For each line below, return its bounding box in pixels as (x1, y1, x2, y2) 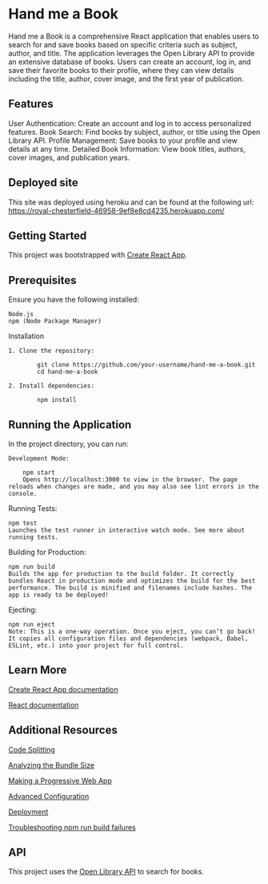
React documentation (8, 699, 79, 710)
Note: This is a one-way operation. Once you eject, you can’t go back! (8, 627, 256, 635)
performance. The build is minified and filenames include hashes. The (8, 584, 252, 592)
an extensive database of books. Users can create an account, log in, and (8, 57, 251, 67)
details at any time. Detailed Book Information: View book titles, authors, (8, 144, 246, 153)
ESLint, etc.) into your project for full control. (8, 642, 184, 650)
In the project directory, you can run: (8, 439, 129, 448)
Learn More (8, 663, 67, 677)
